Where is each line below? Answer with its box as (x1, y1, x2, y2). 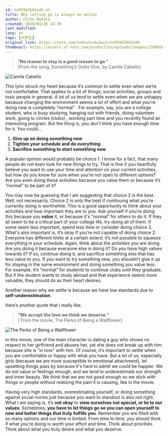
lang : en (5, 31, 23, 36)
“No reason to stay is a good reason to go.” (17, 58, 109, 64)
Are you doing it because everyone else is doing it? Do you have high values (5, 245, 162, 251)
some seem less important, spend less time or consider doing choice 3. (5, 224, 152, 230)
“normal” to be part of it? (5, 182, 56, 188)
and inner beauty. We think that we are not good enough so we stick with (5, 374, 156, 380)
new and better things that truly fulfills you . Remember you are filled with (5, 410, 158, 416)
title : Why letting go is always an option (5, 12, 97, 17)
